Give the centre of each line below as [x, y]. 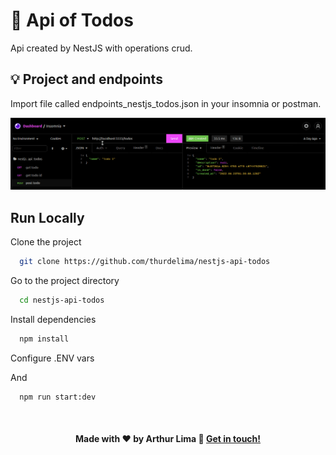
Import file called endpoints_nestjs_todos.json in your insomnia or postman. [166, 103]
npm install [44, 339]
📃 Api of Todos [72, 20]
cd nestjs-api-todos [62, 300]
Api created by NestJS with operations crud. [101, 48]
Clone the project [46, 242]
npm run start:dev [58, 397]
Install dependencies [53, 319]
